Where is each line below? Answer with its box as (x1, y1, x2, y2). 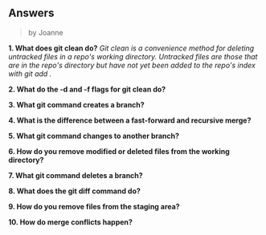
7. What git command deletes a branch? (8, 170, 143, 180)
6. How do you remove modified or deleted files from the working (8, 146, 231, 156)
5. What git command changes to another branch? (8, 131, 179, 140)
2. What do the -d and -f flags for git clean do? (8, 84, 166, 94)
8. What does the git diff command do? (8, 186, 141, 196)
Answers (8, 6, 55, 20)
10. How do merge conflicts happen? (8, 217, 133, 227)
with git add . (8, 68, 52, 79)
